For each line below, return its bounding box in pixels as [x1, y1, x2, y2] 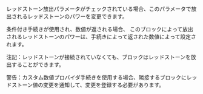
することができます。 [11, 61, 65, 68]
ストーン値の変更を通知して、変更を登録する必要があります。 [11, 81, 165, 89]
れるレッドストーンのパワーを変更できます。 [16, 13, 128, 20]
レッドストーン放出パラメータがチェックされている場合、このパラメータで [6, 5, 192, 12]
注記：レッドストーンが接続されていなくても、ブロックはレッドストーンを [6, 54, 191, 60]
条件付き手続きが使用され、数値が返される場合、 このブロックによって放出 [6, 26, 193, 33]
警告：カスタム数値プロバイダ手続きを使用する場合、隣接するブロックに [6, 74, 187, 81]
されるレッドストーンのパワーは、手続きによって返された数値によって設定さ [6, 33, 197, 40]
